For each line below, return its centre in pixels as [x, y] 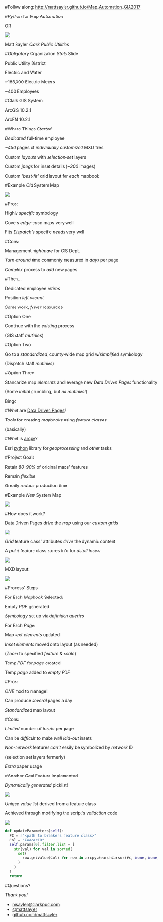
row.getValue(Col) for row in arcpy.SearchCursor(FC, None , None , [91, 858]
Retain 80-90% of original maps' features [47, 467]
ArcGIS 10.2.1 [18, 110]
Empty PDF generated [27, 607]
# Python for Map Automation [34, 16]
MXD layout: [17, 569]
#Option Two [18, 345]
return [16, 876]
